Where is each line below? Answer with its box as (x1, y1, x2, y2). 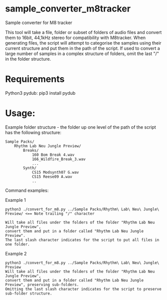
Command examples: (5, 187, 49, 193)
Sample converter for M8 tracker (5, 20, 72, 26)
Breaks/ (23, 148, 39, 153)
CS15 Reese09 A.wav (31, 174, 72, 179)
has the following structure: (5, 129, 61, 135)
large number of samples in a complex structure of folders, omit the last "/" (5, 51, 160, 57)
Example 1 (5, 197, 26, 203)
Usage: (5, 108, 36, 119)
